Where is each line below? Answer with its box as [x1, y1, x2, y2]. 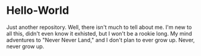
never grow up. [6, 43, 44, 50]
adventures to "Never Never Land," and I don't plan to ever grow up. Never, [6, 36, 195, 43]
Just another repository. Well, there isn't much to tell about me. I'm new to [6, 23, 192, 31]
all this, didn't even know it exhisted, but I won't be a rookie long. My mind [6, 30, 192, 37]
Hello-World [6, 4, 69, 17]
